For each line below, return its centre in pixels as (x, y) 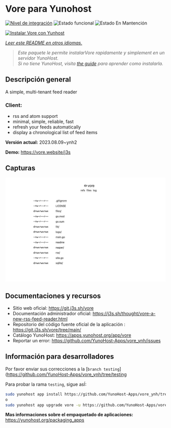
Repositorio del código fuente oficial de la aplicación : (69, 324)
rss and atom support (35, 116)
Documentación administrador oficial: (52, 313)
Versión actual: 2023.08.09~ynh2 (41, 142)
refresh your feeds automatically (47, 127)
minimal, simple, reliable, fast (43, 122)
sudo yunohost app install (34, 394)
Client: (14, 105)
